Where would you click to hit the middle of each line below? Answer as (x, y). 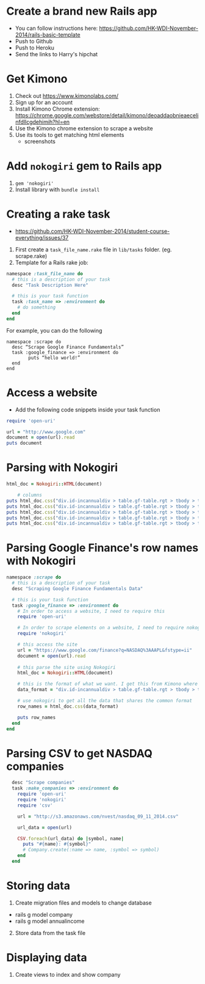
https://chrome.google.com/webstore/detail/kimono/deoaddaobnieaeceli (107, 115)
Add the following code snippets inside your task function (88, 409)
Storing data (38, 886)
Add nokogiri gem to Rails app (84, 166)
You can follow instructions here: (56, 28)
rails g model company (44, 914)
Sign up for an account (44, 102)
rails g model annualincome (50, 921)
